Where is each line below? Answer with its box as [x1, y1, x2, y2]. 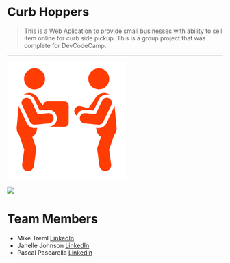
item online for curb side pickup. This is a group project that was [23, 34, 206, 42]
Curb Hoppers [7, 4, 90, 20]
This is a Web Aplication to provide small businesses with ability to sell [23, 27, 222, 35]
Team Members [7, 212, 98, 227]
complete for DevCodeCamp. [23, 41, 107, 49]
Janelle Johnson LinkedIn [16, 241, 90, 249]
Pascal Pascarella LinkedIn [16, 248, 93, 257]
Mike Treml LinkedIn [16, 234, 75, 242]
